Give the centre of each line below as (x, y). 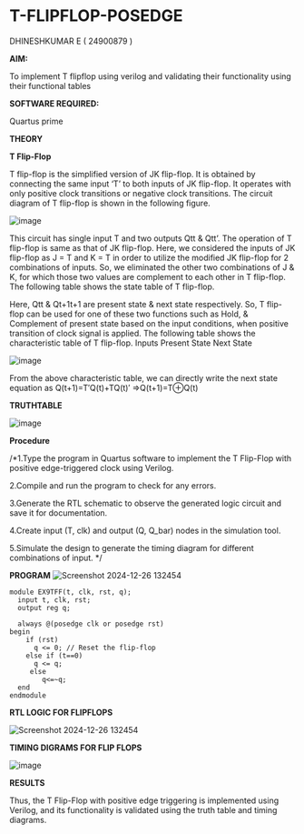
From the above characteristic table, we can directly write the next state (144, 377)
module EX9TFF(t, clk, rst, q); (70, 592)
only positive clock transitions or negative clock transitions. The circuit (141, 193)
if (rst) (42, 639)
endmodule (28, 695)
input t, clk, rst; (54, 600)
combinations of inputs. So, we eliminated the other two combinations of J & (152, 267)
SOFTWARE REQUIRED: (54, 103)
